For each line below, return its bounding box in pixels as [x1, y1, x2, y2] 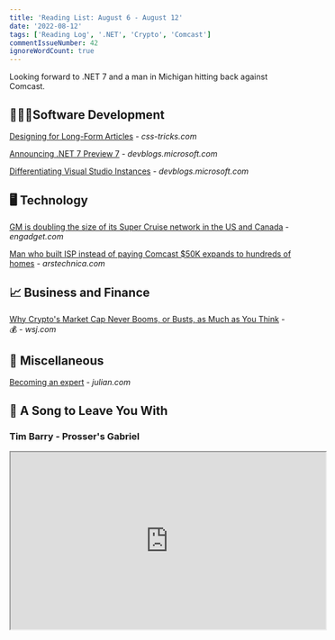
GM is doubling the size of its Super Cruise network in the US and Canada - [9, 221, 290, 232]
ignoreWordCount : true [9, 47, 95, 56]
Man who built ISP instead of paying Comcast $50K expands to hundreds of [9, 248, 292, 259]
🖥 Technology [9, 193, 88, 208]
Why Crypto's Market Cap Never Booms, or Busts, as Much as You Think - [9, 313, 285, 324]
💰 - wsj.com [9, 323, 57, 334]
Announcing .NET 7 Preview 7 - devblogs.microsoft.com [9, 148, 218, 158]
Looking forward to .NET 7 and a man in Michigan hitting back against [9, 71, 268, 82]
